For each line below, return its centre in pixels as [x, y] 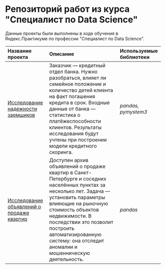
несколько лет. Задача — [80, 191]
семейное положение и [78, 84]
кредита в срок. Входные [80, 103]
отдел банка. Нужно [73, 71]
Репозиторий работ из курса [67, 9]
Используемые [139, 51]
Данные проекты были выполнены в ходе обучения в [62, 33]
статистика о [65, 115]
